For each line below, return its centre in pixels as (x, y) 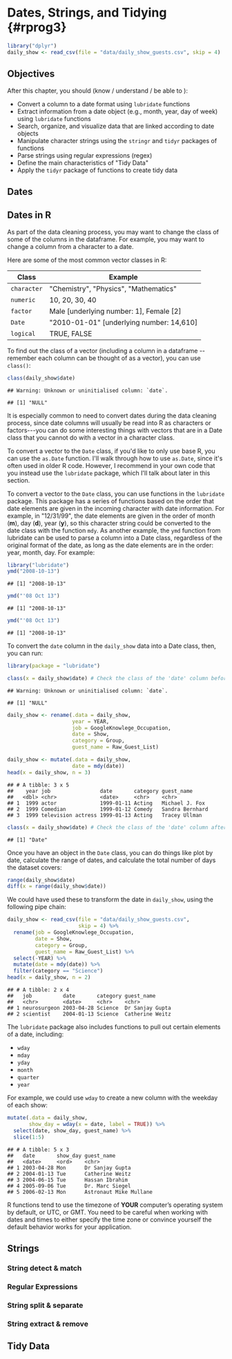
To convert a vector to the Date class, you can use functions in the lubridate (116, 494)
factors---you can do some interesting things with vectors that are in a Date (115, 430)
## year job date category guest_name (100, 791)
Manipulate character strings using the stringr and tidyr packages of (117, 140)
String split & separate (45, 1305)
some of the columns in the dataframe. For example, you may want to (106, 239)
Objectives (31, 74)
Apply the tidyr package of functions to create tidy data (97, 170)
